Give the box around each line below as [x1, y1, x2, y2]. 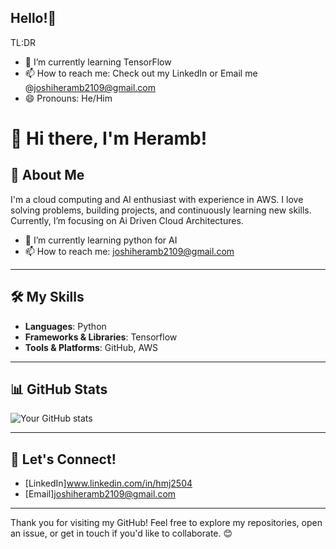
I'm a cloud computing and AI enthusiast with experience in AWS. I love [10, 193, 304, 205]
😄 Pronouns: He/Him [24, 92, 113, 104]
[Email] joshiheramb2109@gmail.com [24, 488, 177, 500]
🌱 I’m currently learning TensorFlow [24, 56, 172, 68]
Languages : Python [24, 320, 107, 332]
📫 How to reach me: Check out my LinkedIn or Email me [24, 67, 258, 79]
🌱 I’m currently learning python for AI [24, 234, 178, 246]
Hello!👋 [10, 10, 57, 27]
